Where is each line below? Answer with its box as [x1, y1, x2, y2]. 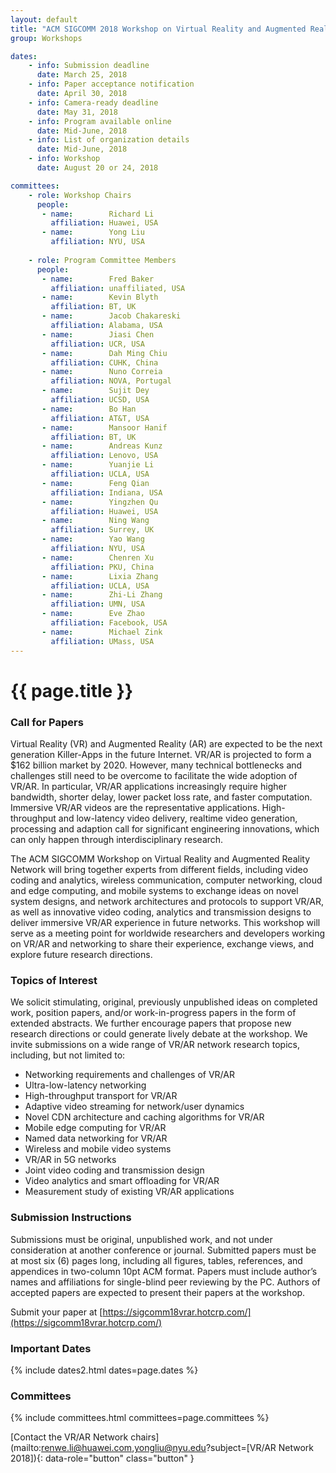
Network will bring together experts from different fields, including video [10, 863, 309, 875]
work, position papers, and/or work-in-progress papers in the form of [10, 1007, 297, 1019]
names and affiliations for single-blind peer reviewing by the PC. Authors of [10, 1276, 321, 1288]
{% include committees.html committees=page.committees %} [10, 1412, 270, 1424]
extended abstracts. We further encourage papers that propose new [10, 1017, 292, 1030]
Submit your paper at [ [10, 1306, 103, 1318]
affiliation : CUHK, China [50, 357, 159, 368]
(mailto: [10, 1442, 42, 1454]
